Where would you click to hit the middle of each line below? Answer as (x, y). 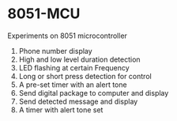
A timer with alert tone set (61, 110)
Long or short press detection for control (85, 76)
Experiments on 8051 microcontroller (68, 36)
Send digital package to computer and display (94, 93)
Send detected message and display (78, 101)
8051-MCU (44, 14)
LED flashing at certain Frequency (74, 67)
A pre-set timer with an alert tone (73, 85)
